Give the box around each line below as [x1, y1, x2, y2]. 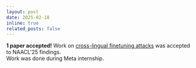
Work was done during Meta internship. [6, 55, 104, 62]
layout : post [6, 8, 39, 15]
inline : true [6, 20, 39, 26]
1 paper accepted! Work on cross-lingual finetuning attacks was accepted [6, 42, 191, 49]
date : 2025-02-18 [6, 14, 50, 20]
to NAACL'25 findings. [6, 49, 61, 56]
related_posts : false [6, 25, 61, 32]
